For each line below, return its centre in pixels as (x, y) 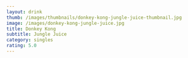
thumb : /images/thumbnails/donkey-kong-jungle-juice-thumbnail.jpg (94, 18)
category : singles (30, 40)
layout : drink (24, 12)
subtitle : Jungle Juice (37, 34)
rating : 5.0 (21, 46)
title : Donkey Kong (31, 29)
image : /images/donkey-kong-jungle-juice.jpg (65, 23)
